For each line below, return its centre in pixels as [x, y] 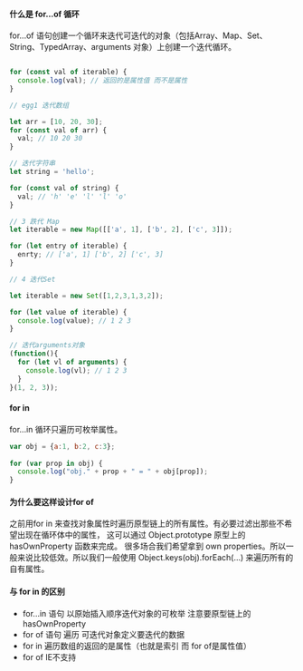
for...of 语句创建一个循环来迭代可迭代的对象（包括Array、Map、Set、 [138, 35]
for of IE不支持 [49, 656]
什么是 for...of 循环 [44, 14]
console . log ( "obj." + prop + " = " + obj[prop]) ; [113, 472]
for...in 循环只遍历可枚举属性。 [66, 429]
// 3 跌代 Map [35, 221]
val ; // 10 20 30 [50, 139]
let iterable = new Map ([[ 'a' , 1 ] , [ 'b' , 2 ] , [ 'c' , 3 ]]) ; [121, 230]
